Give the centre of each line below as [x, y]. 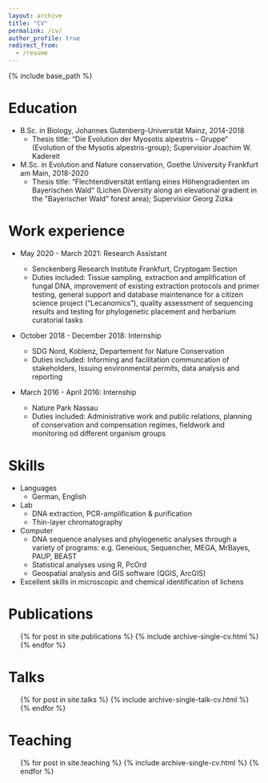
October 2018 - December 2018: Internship [90, 335]
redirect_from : [34, 46]
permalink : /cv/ [35, 30]
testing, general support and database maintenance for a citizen [138, 294]
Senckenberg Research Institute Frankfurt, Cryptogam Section [134, 269]
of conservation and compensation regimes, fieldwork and [128, 424]
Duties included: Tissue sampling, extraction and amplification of [139, 277]
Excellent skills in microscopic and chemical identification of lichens [132, 582]
